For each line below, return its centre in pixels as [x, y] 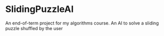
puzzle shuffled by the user [34, 28]
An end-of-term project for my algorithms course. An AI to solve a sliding [82, 23]
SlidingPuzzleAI [40, 9]
